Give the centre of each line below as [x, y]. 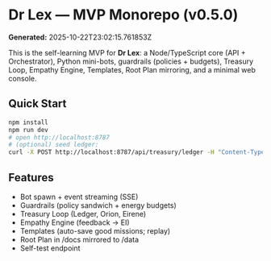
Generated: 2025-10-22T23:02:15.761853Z [80, 37]
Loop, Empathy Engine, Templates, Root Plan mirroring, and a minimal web [132, 69]
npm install [28, 122]
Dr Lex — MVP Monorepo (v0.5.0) [123, 15]
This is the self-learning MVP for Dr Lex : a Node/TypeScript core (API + [127, 52]
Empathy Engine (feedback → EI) [75, 222]
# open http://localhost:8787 [59, 137]
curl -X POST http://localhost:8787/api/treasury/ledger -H [112, 152]
